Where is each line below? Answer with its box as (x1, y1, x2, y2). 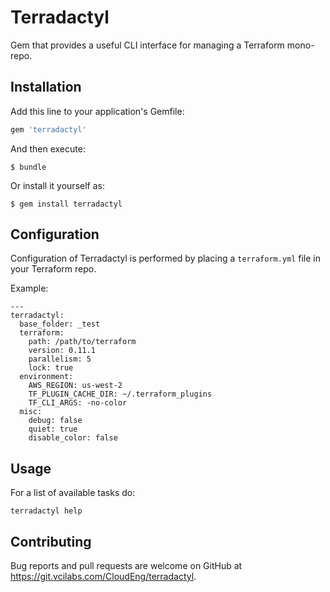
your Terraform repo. (10, 263, 97, 275)
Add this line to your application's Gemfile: (10, 105, 185, 117)
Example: (10, 282, 49, 295)
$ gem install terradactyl (10, 199, 123, 209)
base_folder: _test (19, 319, 101, 330)
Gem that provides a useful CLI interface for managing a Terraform (10, 39, 285, 51)
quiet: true (28, 424, 78, 435)
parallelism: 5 (28, 354, 92, 365)
